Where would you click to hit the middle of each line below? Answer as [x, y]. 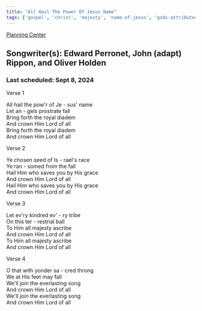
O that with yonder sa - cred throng [50, 271]
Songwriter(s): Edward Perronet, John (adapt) [94, 53]
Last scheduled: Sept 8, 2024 [50, 80]
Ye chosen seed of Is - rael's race [48, 160]
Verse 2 [16, 149]
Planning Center [26, 34]
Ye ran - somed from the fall [41, 167]
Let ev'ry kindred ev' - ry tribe [44, 215]
